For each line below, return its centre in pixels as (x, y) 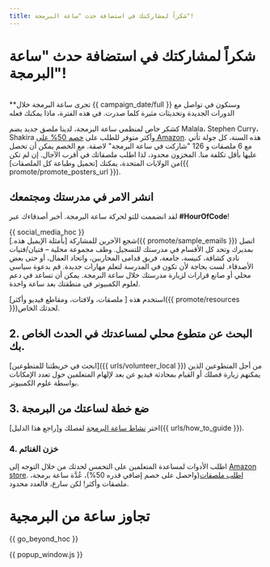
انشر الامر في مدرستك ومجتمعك (82, 196)
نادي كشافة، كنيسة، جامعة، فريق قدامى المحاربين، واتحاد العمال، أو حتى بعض (124, 258)
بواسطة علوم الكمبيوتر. (44, 383)
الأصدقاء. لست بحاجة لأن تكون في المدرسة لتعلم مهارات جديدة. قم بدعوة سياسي (131, 266)
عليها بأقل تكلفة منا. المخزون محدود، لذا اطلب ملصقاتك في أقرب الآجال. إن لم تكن (133, 154)
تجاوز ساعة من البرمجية (80, 516)
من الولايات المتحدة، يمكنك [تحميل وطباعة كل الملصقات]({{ (99, 163)
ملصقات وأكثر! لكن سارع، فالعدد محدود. (69, 484)
